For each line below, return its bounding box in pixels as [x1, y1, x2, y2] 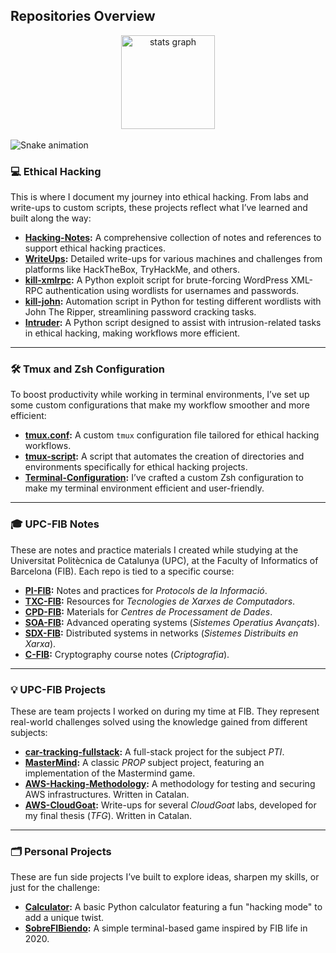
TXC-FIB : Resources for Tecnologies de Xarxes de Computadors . [24, 595, 296, 607]
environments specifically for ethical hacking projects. [24, 461, 248, 473]
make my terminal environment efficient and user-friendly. [24, 482, 265, 494]
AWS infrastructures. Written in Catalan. [24, 789, 190, 800]
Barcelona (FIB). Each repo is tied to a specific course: [10, 565, 235, 577]
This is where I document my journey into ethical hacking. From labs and [10, 191, 309, 203]
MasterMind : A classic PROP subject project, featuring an [24, 757, 265, 768]
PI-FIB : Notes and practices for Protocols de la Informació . [24, 584, 268, 596]
